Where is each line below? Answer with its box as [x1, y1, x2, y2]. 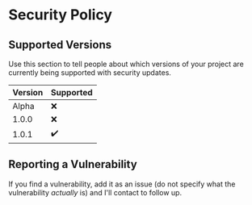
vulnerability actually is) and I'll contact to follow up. [8, 187, 183, 197]
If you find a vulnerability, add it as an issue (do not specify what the [8, 179, 236, 189]
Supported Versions [8, 38, 111, 52]
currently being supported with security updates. [8, 68, 172, 77]
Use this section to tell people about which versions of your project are [8, 59, 244, 69]
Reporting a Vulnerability [8, 157, 137, 171]
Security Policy [8, 6, 113, 24]
